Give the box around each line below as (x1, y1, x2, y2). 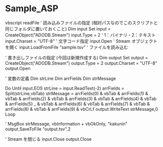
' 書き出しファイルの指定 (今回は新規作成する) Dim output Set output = (5, 54, 149, 60)
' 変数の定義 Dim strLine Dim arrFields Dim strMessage (5, 75, 116, 81)
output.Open (5, 65, 31, 71)
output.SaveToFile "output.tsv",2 (5, 126, 71, 132)
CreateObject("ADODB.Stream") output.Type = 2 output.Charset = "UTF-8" (5, 60, 158, 66)
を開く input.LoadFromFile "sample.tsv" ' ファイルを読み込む (5, 44, 129, 50)
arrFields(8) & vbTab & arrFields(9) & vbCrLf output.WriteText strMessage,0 (5, 106, 159, 112)
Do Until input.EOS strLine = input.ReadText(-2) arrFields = (5, 85, 125, 91)
